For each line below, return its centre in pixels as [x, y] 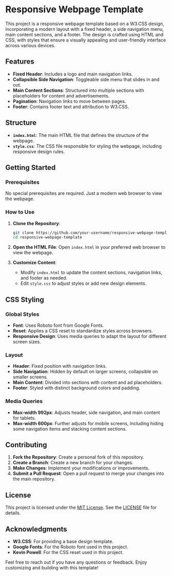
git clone [23, 233]
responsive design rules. [39, 151]
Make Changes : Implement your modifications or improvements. [81, 468]
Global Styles [22, 314]
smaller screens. [30, 377]
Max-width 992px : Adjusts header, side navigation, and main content [86, 412]
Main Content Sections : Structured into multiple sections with [79, 90]
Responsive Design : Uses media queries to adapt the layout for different [90, 336]
